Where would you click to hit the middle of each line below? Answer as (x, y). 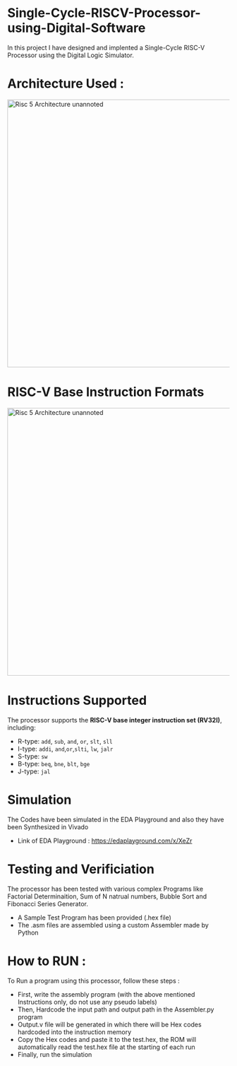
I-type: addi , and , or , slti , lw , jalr (65, 749)
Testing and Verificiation (81, 869)
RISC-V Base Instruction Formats (106, 392)
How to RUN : (47, 961)
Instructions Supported (77, 701)
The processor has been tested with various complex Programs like (105, 889)
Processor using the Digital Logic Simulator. (71, 55)
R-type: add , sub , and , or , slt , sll (65, 741)
